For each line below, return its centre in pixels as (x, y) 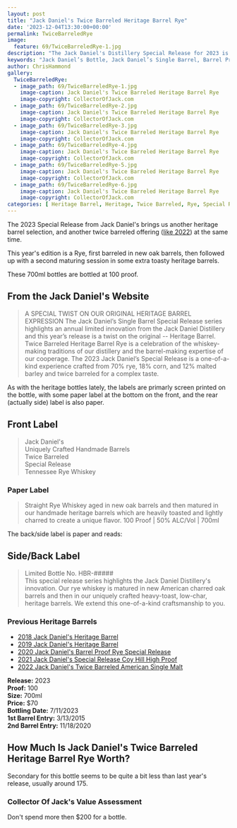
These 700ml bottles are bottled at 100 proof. (73, 274)
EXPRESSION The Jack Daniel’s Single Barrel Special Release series (123, 321)
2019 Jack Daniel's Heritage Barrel (68, 644)
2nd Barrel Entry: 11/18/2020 (49, 726)
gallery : (20, 73)
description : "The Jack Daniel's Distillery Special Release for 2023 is (118, 54)
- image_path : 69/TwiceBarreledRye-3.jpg (75, 125)
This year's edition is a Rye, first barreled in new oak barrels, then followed (116, 253)
